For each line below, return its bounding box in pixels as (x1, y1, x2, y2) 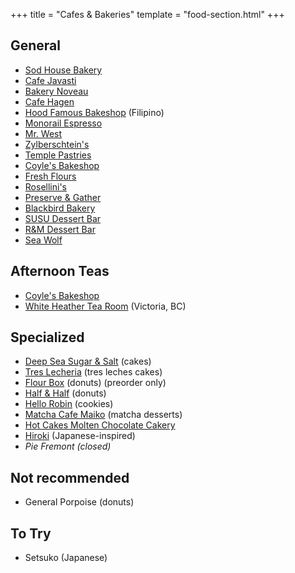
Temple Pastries (24, 149, 92, 161)
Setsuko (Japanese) (24, 552, 108, 564)
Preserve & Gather (24, 191, 102, 203)
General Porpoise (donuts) (24, 496, 135, 508)
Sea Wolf (24, 234, 63, 246)
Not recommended (10, 469, 130, 486)
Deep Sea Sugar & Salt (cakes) (24, 355, 152, 368)
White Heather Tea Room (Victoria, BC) (24, 300, 187, 312)
